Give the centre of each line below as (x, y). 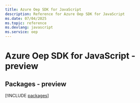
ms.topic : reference (26, 23)
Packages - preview (36, 84)
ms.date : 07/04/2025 (26, 18)
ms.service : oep (21, 32)
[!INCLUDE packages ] (27, 96)
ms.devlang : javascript (29, 28)
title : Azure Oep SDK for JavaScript (43, 9)
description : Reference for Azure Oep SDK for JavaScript (65, 14)
